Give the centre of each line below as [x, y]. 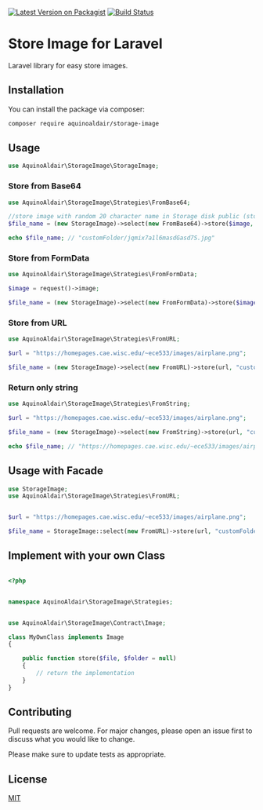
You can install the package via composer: [76, 109]
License [28, 779]
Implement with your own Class [87, 556]
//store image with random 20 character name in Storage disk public [124, 217]
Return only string [43, 387]
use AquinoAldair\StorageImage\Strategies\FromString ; [99, 404]
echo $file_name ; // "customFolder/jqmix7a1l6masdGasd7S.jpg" [112, 238]
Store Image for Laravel [85, 44]
